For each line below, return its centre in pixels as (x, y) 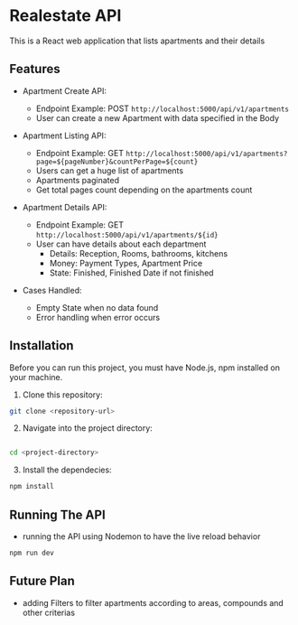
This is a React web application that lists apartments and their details (137, 41)
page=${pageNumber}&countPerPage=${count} (117, 162)
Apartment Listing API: (64, 135)
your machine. (36, 377)
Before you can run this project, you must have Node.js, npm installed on (144, 368)
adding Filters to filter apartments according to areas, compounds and (153, 602)
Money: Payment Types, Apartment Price (126, 263)
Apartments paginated (78, 180)
